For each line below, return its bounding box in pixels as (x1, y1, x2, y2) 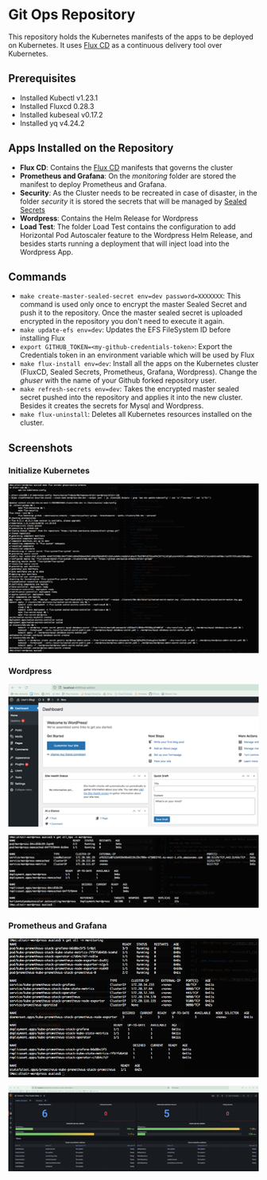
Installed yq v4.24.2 (19, 118, 85, 128)
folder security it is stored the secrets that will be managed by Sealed (19, 197, 247, 206)
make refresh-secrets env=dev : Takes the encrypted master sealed (19, 384, 240, 394)
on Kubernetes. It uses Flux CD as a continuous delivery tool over (8, 40, 222, 49)
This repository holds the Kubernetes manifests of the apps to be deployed (8, 32, 254, 41)
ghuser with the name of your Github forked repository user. (19, 376, 217, 385)
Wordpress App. (19, 247, 74, 256)
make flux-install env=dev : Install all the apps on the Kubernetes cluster (19, 359, 259, 368)
